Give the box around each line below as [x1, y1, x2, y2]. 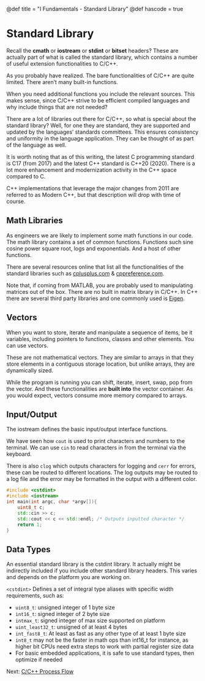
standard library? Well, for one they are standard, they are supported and [6, 121, 191, 129]
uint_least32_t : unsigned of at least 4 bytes [15, 623, 127, 631]
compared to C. [6, 172, 46, 180]
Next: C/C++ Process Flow [6, 668, 74, 675]
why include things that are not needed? [6, 103, 108, 110]
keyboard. [6, 450, 32, 458]
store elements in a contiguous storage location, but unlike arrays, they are [6, 360, 195, 367]
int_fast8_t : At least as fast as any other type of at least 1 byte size [15, 630, 187, 637]
